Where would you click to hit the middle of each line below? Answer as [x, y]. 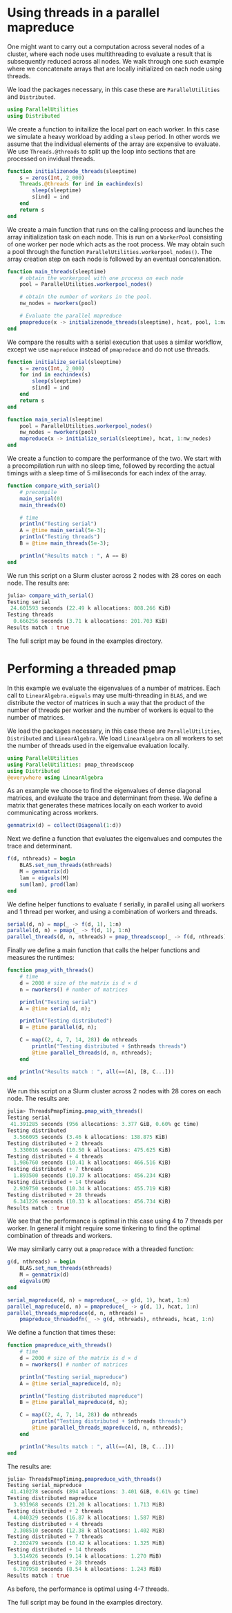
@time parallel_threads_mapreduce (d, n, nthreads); [108, 1428]
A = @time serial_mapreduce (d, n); [71, 1383]
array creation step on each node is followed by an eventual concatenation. [114, 259]
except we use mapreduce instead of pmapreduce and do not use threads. [109, 349]
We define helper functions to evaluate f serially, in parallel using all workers [116, 904]
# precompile [38, 492]
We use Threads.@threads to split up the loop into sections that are [101, 151]
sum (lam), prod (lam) [49, 884]
